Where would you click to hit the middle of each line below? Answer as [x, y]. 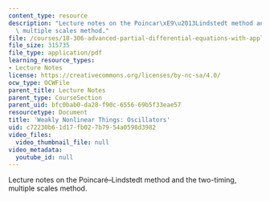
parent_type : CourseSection [55, 98]
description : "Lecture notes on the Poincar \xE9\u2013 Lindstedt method [131, 23]
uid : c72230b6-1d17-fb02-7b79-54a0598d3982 [82, 127]
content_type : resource [48, 16]
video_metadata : [35, 150]
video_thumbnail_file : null [63, 142]
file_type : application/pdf [55, 53]
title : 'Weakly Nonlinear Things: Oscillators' [90, 120]
